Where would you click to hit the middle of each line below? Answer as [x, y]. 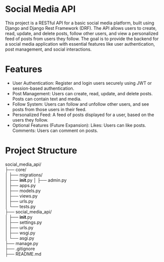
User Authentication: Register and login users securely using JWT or [82, 83]
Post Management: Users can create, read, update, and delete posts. [82, 93]
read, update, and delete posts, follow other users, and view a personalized [82, 33]
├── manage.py [22, 243]
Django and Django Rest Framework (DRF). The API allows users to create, [81, 28]
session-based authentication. [43, 88]
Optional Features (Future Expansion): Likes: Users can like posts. [79, 125]
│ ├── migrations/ [24, 175]
